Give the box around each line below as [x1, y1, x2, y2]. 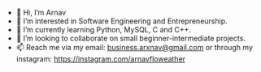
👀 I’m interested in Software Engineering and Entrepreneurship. [15, 16, 228, 26]
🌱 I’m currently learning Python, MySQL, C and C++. [15, 25, 192, 34]
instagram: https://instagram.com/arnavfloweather [15, 54, 185, 64]
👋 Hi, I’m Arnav [15, 8, 67, 17]
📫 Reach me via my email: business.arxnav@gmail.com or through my [15, 43, 254, 52]
